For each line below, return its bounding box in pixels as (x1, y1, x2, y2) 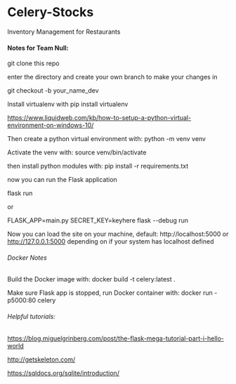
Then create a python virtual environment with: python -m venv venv (7, 135, 206, 143)
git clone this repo (7, 59, 60, 67)
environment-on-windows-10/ (7, 121, 94, 130)
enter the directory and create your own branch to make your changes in (7, 73, 218, 81)
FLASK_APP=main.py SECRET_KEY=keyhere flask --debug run (7, 216, 188, 225)
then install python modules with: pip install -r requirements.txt (7, 162, 189, 171)
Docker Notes (7, 253, 48, 262)
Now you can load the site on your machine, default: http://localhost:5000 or (7, 230, 229, 239)
